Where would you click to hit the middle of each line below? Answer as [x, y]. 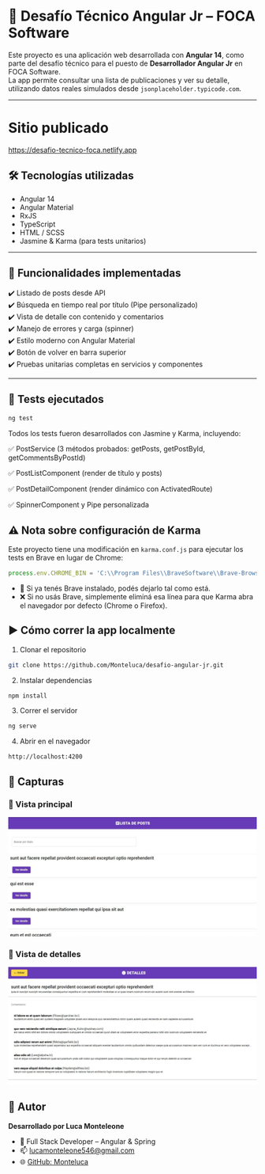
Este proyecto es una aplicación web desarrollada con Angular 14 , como [126, 55]
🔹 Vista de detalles [45, 954]
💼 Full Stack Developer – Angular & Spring [88, 1141]
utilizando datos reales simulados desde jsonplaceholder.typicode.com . [125, 88]
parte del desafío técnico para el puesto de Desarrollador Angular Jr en [125, 63]
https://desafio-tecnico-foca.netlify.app [73, 150]
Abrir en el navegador [55, 741]
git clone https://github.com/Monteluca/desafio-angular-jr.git [116, 665]
